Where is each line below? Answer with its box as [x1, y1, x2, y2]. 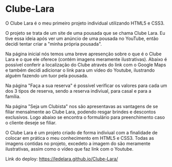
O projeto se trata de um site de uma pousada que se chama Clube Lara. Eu [5, 30, 165, 36]
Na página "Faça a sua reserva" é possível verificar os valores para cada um [5, 82, 167, 89]
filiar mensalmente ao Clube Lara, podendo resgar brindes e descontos [5, 109, 156, 115]
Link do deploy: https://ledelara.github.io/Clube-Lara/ [5, 156, 118, 162]
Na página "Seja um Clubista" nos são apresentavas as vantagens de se [5, 103, 158, 109]
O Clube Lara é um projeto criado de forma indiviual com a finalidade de [5, 129, 158, 136]
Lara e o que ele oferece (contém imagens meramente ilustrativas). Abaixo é [5, 56, 167, 62]
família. [5, 93, 21, 99]
